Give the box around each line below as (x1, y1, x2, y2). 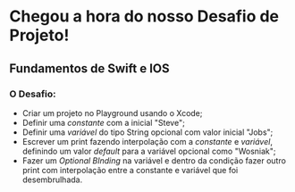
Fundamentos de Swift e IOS (9, 61, 170, 76)
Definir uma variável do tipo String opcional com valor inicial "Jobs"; (21, 127, 274, 138)
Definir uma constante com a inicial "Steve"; (21, 117, 185, 128)
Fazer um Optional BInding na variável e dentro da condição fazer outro (21, 154, 286, 166)
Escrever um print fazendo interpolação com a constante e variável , (21, 136, 273, 146)
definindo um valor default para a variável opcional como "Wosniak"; (21, 146, 276, 156)
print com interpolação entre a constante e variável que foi (21, 164, 239, 175)
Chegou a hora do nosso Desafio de (9, 6, 280, 27)
